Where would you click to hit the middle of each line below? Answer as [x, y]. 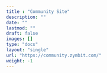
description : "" [26, 17]
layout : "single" [27, 50]
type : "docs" [22, 45]
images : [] [20, 39]
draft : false [22, 34]
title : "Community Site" [38, 11]
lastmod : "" [21, 28]
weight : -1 [20, 61]
